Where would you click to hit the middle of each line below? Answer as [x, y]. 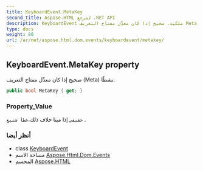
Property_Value [29, 106]
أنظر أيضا [19, 135]
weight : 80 [20, 35]
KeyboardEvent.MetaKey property [73, 65]
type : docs [20, 29]
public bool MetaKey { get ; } [45, 91]
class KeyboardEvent [42, 148]
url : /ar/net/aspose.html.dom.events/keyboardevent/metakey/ [85, 40]
